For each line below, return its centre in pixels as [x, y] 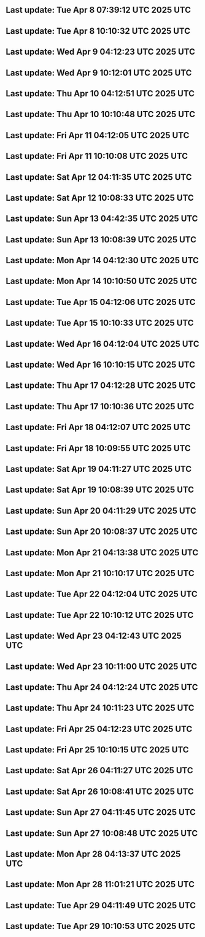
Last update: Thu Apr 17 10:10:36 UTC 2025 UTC [100, 407]
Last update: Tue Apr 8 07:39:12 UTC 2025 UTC [99, 10]
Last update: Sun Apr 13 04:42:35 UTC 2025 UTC [102, 219]
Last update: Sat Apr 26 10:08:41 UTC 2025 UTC [100, 791]
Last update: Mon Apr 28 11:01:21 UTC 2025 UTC [100, 885]
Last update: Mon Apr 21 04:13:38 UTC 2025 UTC [102, 553]
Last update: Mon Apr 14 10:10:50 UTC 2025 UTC [102, 281]
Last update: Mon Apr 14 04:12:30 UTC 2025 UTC [102, 260]
